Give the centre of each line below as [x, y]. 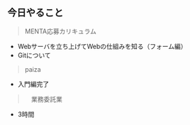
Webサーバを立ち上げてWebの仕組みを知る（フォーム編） [102, 46]
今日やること [35, 13]
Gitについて [34, 55]
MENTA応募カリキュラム [61, 31]
